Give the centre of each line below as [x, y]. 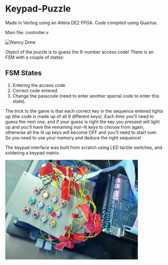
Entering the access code [39, 85]
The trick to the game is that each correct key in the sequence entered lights [84, 111]
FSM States [24, 73]
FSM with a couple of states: [35, 57]
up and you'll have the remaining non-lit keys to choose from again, [75, 127]
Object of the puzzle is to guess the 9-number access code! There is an [79, 52]
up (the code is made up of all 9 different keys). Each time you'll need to [79, 116]
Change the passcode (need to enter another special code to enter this [86, 96]
